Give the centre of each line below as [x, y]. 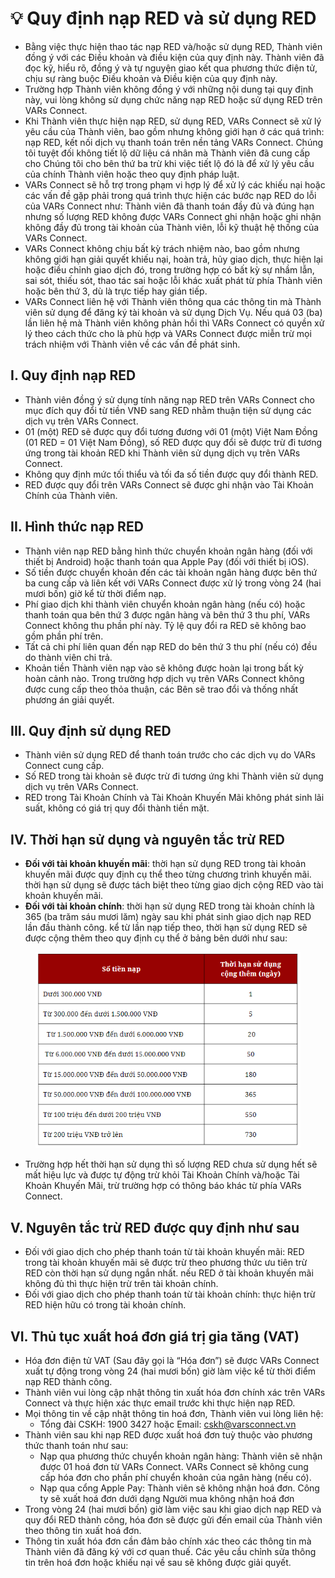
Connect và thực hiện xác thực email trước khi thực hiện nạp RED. [160, 1403]
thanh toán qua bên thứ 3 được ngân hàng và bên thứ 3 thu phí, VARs [167, 614]
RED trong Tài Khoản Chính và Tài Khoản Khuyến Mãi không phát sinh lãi [174, 798]
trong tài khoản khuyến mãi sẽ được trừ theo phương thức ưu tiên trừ [166, 1263]
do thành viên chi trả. [68, 657]
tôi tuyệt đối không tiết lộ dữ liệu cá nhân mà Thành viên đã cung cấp [167, 153]
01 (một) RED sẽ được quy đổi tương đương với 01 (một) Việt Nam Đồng [171, 431]
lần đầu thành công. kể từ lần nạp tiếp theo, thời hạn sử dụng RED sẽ [166, 928]
